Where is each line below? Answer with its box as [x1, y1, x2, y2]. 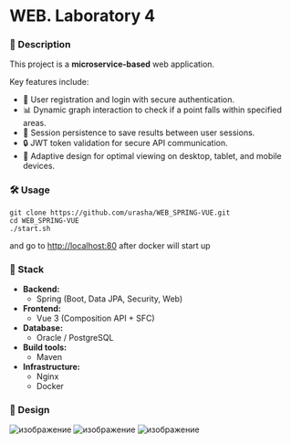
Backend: [22, 284, 60, 295]
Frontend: [22, 303, 61, 314]
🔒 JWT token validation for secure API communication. [22, 138, 228, 149]
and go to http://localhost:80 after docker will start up [9, 239, 212, 251]
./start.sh [9, 224, 51, 233]
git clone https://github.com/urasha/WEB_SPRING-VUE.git [9, 207, 231, 217]
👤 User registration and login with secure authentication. [22, 94, 235, 105]
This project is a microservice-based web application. [9, 58, 215, 69]
